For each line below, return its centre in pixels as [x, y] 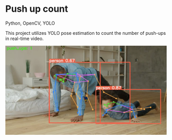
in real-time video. [25, 38]
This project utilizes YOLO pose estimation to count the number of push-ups [86, 33]
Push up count [37, 9]
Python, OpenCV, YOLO [30, 23]
